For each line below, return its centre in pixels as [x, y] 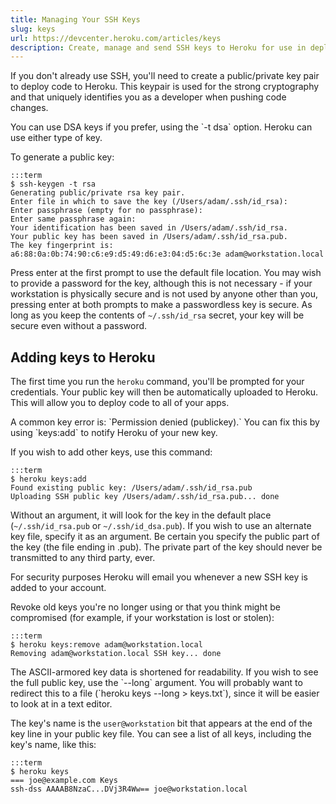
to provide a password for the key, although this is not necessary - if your [161, 283]
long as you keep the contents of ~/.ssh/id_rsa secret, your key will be [157, 315]
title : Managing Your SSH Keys [75, 19]
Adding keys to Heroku [83, 357]
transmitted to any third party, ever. [83, 558]
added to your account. [58, 588]
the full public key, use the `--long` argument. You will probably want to [156, 683]
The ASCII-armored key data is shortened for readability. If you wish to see [164, 672]
